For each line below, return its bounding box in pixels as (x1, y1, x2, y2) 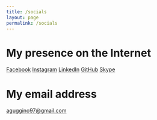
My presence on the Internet (6, 46, 152, 60)
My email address (6, 87, 97, 101)
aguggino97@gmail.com (6, 107, 67, 115)
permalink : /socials (6, 20, 58, 26)
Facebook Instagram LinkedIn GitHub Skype (6, 66, 115, 73)
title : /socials (6, 8, 47, 15)
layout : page (6, 14, 39, 21)
